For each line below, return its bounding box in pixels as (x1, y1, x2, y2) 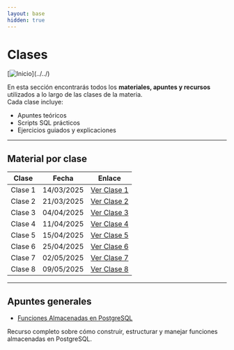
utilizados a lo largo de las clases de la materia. (7, 90, 143, 99)
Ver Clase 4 (90, 219, 129, 229)
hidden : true (7, 17, 45, 24)
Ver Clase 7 (90, 253, 129, 263)
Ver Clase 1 (90, 185, 129, 195)
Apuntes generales (7, 295, 92, 307)
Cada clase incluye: (7, 98, 64, 106)
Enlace (97, 173, 122, 183)
